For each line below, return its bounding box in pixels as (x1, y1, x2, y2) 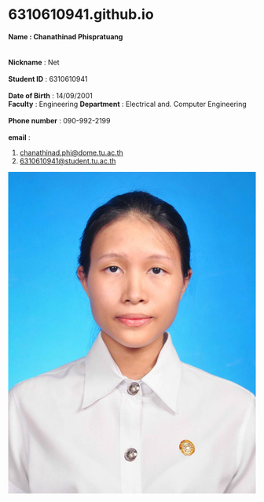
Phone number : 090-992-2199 (8, 116, 111, 126)
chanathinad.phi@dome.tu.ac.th (19, 148, 123, 158)
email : (8, 133, 31, 142)
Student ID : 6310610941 (8, 75, 88, 84)
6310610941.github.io (8, 5, 155, 24)
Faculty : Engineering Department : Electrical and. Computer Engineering (8, 100, 247, 109)
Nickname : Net (8, 57, 60, 68)
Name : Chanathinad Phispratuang (8, 31, 123, 41)
